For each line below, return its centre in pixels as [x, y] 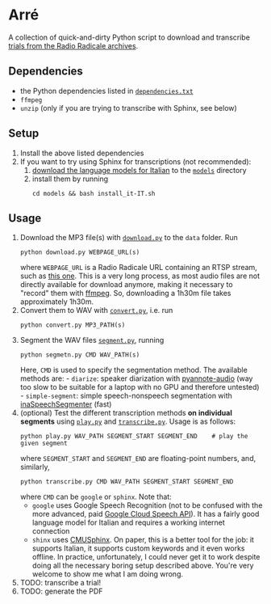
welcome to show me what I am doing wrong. [108, 574]
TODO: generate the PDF [61, 591]
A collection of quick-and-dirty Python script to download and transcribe [129, 37]
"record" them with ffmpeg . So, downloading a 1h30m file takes [125, 294]
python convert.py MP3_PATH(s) [73, 325]
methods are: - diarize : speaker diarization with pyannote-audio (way [136, 378]
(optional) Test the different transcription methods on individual [126, 413]
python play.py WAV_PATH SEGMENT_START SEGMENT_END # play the [134, 437]
